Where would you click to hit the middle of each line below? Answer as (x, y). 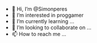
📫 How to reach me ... (39, 34)
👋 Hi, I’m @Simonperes (39, 9)
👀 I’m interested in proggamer (48, 15)
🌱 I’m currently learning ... (43, 21)
